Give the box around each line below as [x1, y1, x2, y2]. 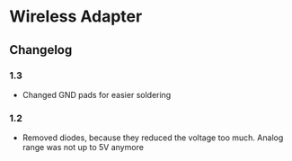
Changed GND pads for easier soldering [22, 89, 172, 100]
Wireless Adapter [9, 6, 143, 27]
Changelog [9, 42, 73, 58]
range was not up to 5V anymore [22, 142, 144, 153]
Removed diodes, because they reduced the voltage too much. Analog [22, 132, 284, 143]
